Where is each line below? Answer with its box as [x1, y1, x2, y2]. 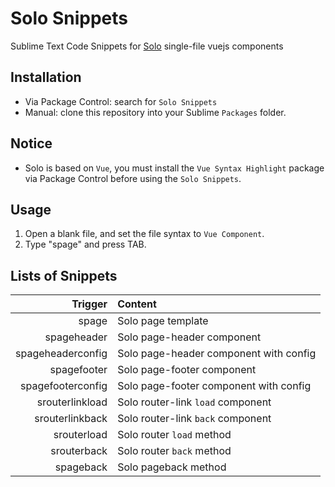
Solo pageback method [117, 460, 227, 474]
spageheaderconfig [15, 347, 108, 361]
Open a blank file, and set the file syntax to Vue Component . [24, 228, 265, 240]
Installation [10, 69, 82, 86]
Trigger [71, 297, 108, 311]
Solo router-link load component [117, 395, 272, 409]
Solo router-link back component [117, 412, 272, 426]
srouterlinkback [34, 412, 108, 426]
